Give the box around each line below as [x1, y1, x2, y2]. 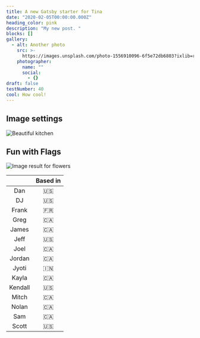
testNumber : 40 [6, 86, 44, 92]
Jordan [10, 254, 30, 262]
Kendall [9, 283, 30, 292]
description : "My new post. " [6, 25, 82, 32]
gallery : [6, 36, 28, 42]
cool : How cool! [6, 92, 46, 98]
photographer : [17, 58, 52, 64]
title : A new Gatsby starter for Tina [6, 8, 102, 15]
